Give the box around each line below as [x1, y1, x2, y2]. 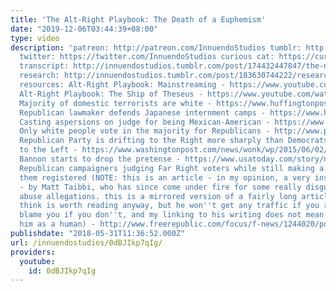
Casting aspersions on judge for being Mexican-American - [19, 117, 271, 127]
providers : [10, 247, 56, 257]
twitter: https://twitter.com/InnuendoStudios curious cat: [19, 52, 275, 62]
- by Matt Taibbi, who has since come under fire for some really [19, 182, 302, 192]
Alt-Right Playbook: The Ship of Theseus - [19, 89, 203, 99]
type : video [10, 33, 60, 43]
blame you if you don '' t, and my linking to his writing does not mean [19, 210, 325, 220]
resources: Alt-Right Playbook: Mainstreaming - [19, 80, 226, 90]
